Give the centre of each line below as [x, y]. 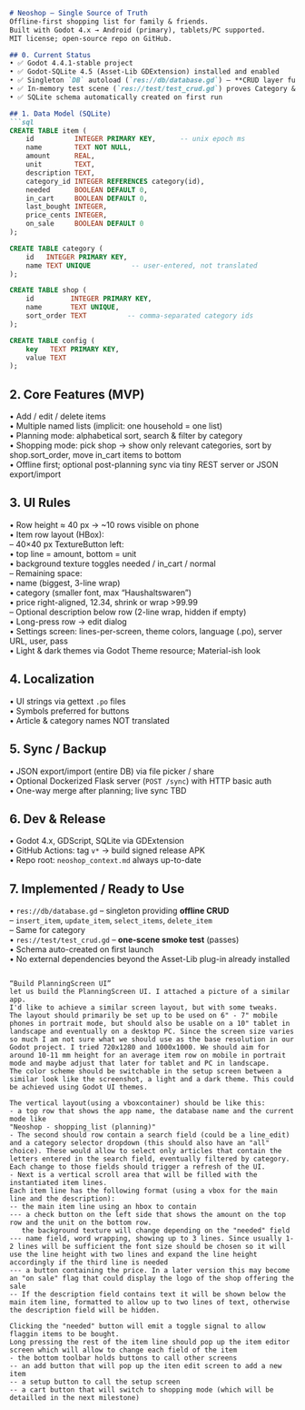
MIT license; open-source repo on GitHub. [91, 38]
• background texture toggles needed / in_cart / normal [113, 563]
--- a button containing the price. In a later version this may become [150, 1271]
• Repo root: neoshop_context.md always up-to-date [106, 860]
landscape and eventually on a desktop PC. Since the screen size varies [152, 1032]
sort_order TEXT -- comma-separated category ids [140, 316]
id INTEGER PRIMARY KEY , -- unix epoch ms [136, 139]
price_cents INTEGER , [66, 215]
